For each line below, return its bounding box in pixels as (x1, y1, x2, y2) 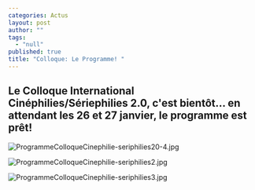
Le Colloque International (8, 84, 135, 98)
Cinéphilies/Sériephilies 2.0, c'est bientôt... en (8, 97, 241, 110)
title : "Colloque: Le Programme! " (8, 56, 125, 64)
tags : (8, 33, 26, 42)
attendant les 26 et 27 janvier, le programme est (8, 109, 248, 122)
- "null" (15, 41, 44, 49)
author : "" (8, 26, 44, 34)
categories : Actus (8, 11, 68, 20)
